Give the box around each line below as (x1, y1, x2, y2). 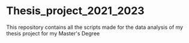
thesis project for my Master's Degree (6, 29, 100, 37)
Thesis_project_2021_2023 (6, 4, 145, 18)
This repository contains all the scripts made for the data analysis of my (6, 24, 184, 31)
